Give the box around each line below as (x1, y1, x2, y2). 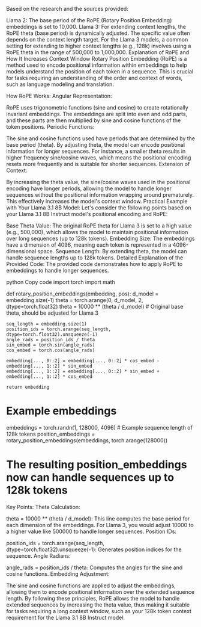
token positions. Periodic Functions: (6, 123, 95, 130)
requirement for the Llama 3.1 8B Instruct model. (6, 614, 125, 621)
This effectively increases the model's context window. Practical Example (6, 198, 188, 205)
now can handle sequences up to (6, 471, 175, 484)
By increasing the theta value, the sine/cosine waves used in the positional (6, 179, 191, 185)
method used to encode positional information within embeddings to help (6, 61, 187, 69)
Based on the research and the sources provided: (6, 5, 129, 12)
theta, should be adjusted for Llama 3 (6, 309, 99, 317)
